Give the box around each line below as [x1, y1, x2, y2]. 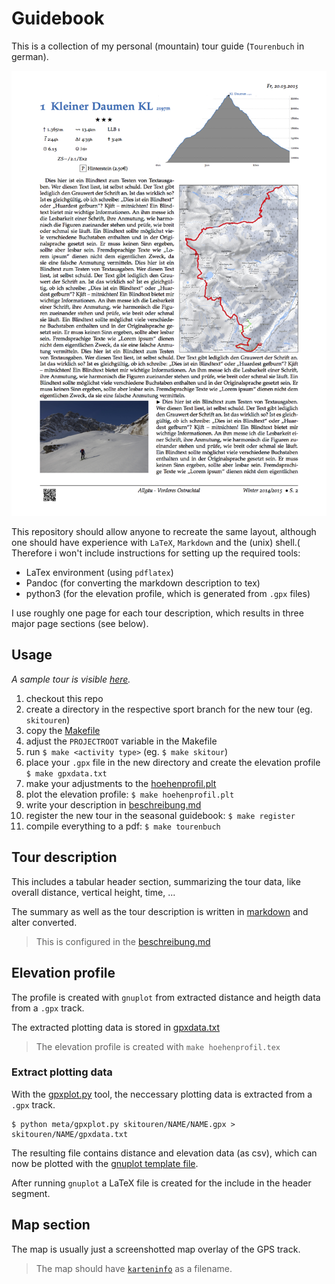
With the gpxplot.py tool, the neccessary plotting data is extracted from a [11, 1088, 313, 1100]
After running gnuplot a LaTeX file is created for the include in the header [11, 1177, 312, 1189]
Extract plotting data [11, 1065, 113, 1079]
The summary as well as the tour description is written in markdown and [11, 905, 309, 917]
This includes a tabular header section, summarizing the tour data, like [11, 875, 301, 887]
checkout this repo [25, 692, 104, 704]
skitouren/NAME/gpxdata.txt [11, 1129, 129, 1139]
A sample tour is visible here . [11, 673, 131, 685]
